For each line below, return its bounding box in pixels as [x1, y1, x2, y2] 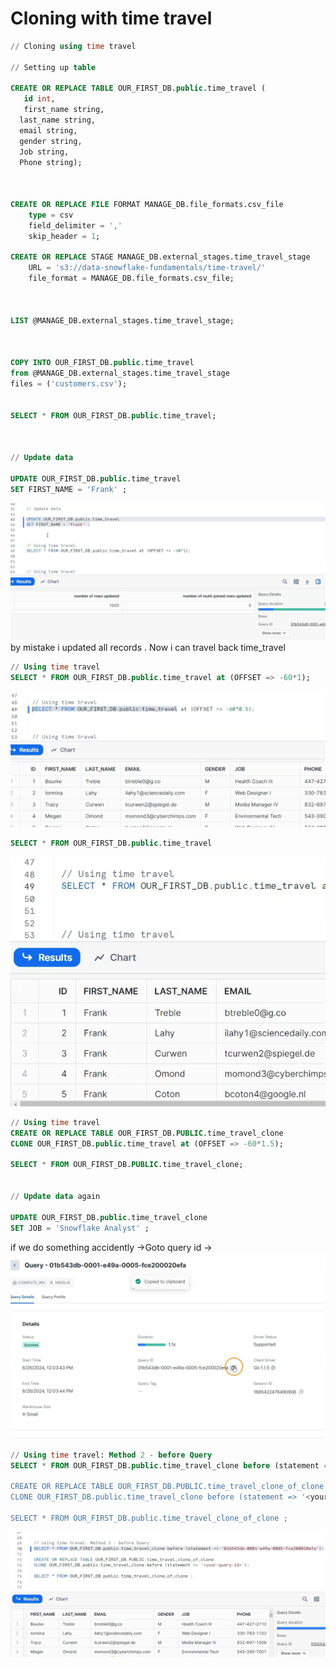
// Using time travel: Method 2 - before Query [10, 1450, 213, 1460]
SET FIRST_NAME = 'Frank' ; [10, 484, 128, 494]
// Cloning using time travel [10, 41, 137, 51]
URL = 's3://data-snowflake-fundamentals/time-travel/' [28, 263, 267, 273]
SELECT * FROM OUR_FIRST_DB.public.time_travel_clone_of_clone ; [10, 1513, 288, 1524]
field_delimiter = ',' [28, 220, 123, 231]
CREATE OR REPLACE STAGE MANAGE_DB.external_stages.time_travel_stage [10, 252, 311, 262]
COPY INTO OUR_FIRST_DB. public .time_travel [10, 358, 195, 368]
